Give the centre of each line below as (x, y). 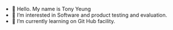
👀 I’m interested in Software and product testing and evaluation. (89, 15)
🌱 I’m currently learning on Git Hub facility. (63, 21)
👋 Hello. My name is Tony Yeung (51, 9)
